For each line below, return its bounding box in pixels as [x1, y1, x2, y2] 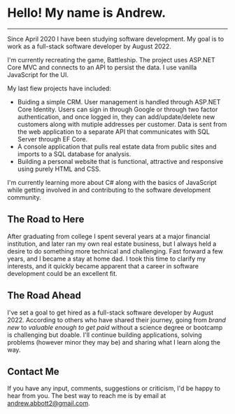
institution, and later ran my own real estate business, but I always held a [7, 240, 217, 248]
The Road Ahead [7, 289, 82, 302]
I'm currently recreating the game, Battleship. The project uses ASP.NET [7, 55, 215, 64]
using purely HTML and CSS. [17, 165, 101, 173]
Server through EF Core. [17, 134, 88, 143]
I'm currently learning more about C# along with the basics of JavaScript [7, 178, 217, 186]
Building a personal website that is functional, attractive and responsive [17, 157, 224, 165]
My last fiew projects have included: [7, 84, 112, 92]
